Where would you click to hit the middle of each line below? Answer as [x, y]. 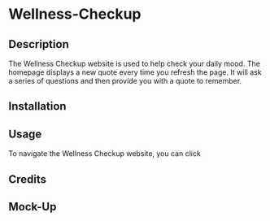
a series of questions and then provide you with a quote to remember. [125, 81]
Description [39, 44]
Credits [28, 179]
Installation [37, 106]
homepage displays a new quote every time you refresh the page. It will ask [135, 72]
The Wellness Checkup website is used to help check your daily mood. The [134, 63]
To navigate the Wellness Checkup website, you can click [105, 154]
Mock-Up [33, 207]
